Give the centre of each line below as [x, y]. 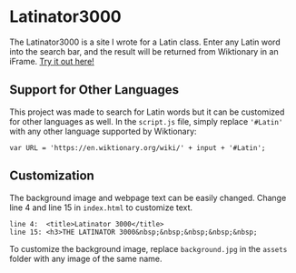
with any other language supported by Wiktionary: [103, 131]
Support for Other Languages [94, 90]
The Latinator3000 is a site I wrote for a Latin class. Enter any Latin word [145, 42]
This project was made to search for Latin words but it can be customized [147, 112]
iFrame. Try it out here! [52, 61]
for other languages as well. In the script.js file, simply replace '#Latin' [146, 121]
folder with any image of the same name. [86, 258]
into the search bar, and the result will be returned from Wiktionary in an [144, 51]
